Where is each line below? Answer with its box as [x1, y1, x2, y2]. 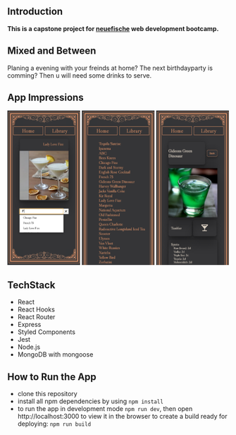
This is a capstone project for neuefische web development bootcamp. [7, 24, 219, 32]
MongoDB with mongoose [17, 350, 94, 359]
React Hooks [17, 305, 55, 314]
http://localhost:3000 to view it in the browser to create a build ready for [17, 412, 228, 421]
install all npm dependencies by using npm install [17, 397, 164, 405]
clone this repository [17, 390, 77, 398]
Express [17, 321, 42, 329]
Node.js [17, 342, 41, 352]
